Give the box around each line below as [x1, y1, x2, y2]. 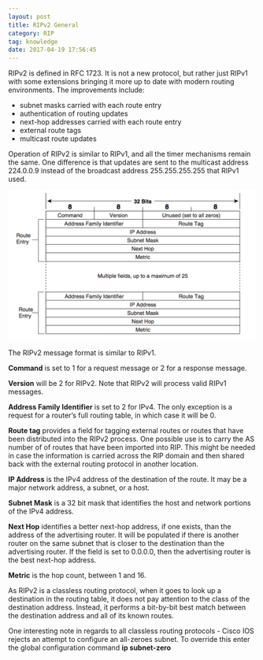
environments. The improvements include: [8, 85, 145, 95]
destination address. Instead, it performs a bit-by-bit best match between [8, 603, 246, 612]
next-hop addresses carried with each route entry [19, 117, 182, 127]
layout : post [8, 13, 51, 20]
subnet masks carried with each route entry [19, 101, 162, 110]
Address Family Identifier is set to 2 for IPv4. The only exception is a [8, 402, 232, 412]
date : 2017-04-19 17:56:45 [8, 46, 97, 54]
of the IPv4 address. [8, 506, 75, 516]
